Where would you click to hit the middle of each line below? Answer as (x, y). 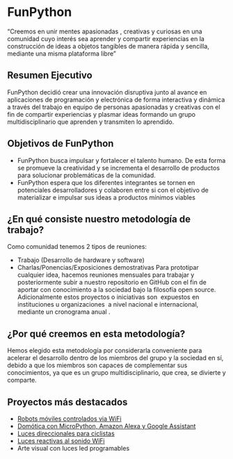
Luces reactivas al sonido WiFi (61, 441)
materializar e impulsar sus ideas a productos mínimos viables (106, 197)
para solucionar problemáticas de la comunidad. (87, 175)
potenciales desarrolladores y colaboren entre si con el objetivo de (113, 190)
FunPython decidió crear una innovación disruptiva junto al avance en (107, 92)
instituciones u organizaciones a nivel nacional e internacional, (108, 305)
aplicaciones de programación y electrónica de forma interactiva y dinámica (116, 99)
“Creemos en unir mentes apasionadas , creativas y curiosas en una (105, 31)
